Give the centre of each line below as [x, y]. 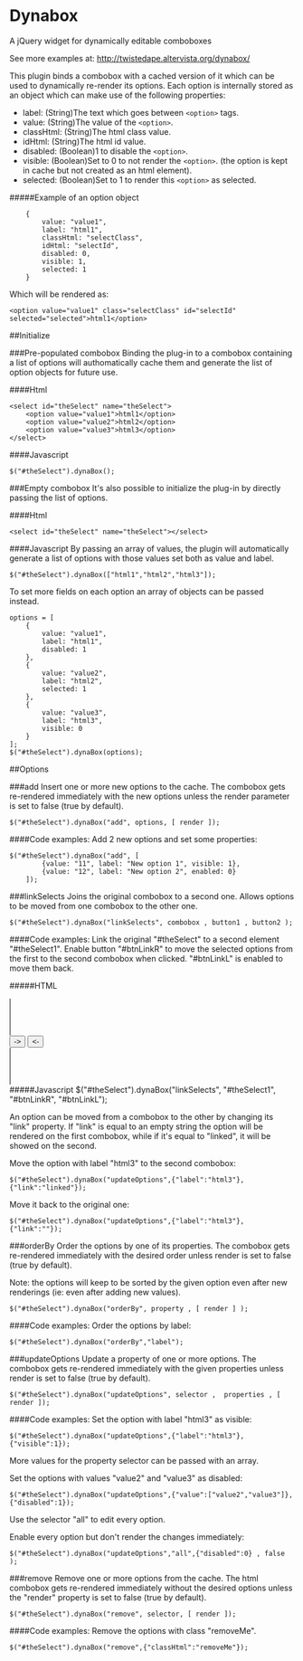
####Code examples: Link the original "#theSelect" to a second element [145, 939]
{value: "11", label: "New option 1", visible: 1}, [142, 864]
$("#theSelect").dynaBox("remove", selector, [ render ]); [123, 1614]
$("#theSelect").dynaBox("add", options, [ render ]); [115, 822]
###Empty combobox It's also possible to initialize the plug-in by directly [145, 488]
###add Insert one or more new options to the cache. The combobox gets [147, 786]
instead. [24, 601]
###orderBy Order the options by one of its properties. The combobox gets [150, 1246]
